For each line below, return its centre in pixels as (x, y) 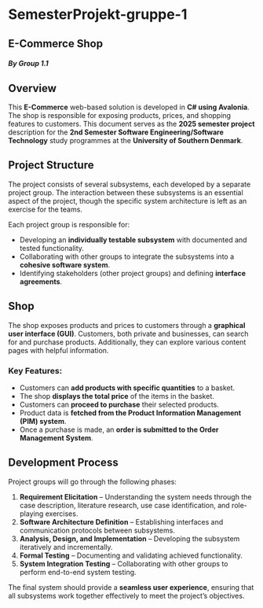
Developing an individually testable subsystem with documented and (133, 240)
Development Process (64, 463)
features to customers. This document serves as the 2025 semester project (131, 123)
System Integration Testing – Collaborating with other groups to (124, 563)
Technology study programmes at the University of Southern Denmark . (126, 140)
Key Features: (35, 370)
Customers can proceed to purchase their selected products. (119, 404)
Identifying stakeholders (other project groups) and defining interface (132, 273)
